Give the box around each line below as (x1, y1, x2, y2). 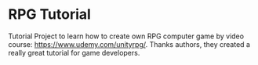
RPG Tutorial (8, 5, 92, 23)
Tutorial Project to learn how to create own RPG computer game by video (8, 31, 245, 41)
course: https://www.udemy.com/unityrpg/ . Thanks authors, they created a (8, 39, 251, 49)
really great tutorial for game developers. (8, 48, 140, 57)
